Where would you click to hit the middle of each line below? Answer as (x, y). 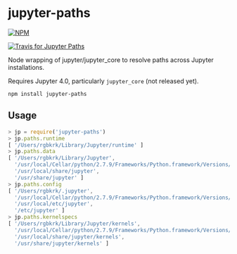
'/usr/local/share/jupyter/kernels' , (70, 237)
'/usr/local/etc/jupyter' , (54, 204)
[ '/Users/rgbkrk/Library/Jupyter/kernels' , (74, 224)
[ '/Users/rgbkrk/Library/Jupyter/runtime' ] (76, 145)
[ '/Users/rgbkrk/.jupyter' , (51, 191)
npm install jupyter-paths (47, 94)
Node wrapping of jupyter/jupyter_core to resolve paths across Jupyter (111, 60)
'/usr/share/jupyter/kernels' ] (62, 243)
